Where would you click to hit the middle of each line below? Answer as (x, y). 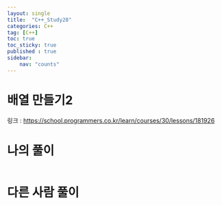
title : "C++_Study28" (39, 20)
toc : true (21, 39)
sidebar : (20, 58)
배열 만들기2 (40, 100)
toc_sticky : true (32, 45)
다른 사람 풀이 (43, 192)
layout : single (29, 13)
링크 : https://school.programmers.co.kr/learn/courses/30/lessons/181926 (111, 120)
